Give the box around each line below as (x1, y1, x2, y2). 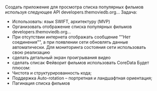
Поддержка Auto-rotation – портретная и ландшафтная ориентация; (12, 75, 153, 81)
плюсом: (12, 65, 31, 71)
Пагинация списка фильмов (12, 80, 70, 86)
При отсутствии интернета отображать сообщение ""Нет (12, 34, 131, 40)
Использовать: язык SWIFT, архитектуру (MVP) (12, 19, 110, 24)
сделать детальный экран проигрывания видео (12, 55, 111, 60)
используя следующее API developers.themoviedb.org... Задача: (5, 9, 137, 15)
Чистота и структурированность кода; (12, 70, 92, 76)
